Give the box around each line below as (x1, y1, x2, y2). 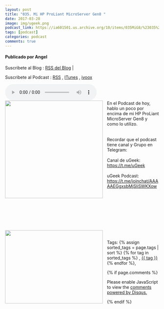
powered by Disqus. (107, 289, 147, 295)
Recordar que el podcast (107, 136, 157, 142)
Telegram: (107, 147, 127, 153)
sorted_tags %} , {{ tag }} (107, 255, 158, 261)
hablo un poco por (107, 105, 144, 111)
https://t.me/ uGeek (107, 162, 145, 168)
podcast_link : (5, 25, 34, 30)
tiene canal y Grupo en (107, 142, 153, 147)
